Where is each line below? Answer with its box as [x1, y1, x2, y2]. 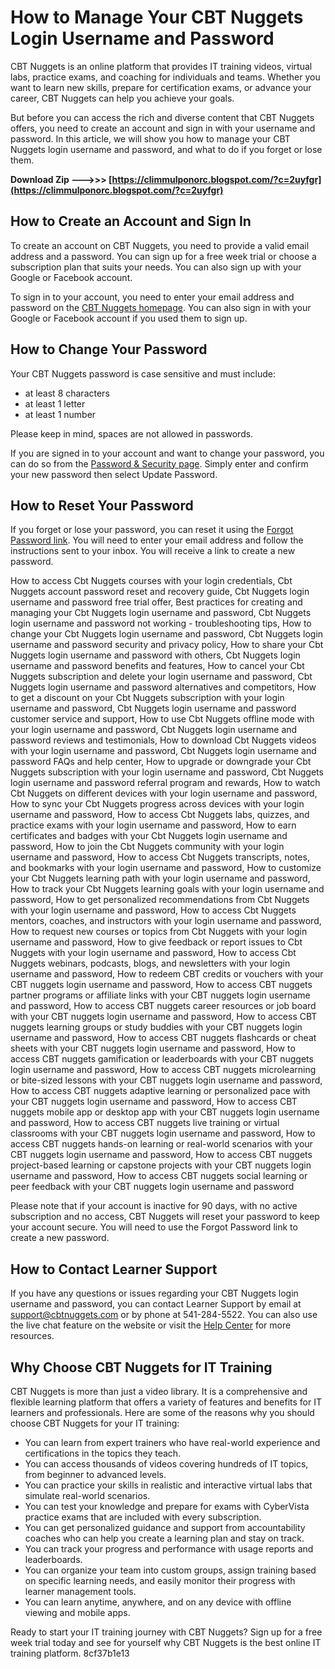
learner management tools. [24, 1586, 137, 1597]
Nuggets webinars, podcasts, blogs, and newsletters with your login [10, 957, 291, 970]
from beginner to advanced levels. [24, 1469, 167, 1480]
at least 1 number [24, 408, 97, 420]
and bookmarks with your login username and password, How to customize [10, 862, 322, 874]
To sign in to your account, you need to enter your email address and [10, 291, 295, 303]
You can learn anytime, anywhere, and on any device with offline [24, 1596, 292, 1608]
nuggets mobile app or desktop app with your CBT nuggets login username [10, 1106, 320, 1118]
